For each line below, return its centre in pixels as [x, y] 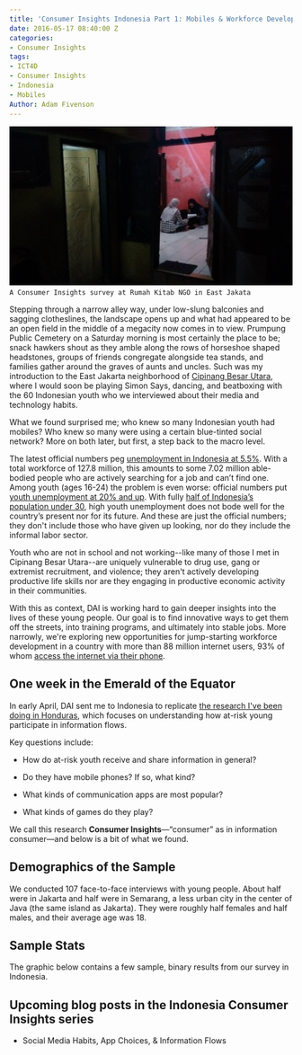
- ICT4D [24, 66]
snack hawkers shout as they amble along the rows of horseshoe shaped [145, 347]
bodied [22, 478]
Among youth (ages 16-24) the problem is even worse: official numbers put [148, 487]
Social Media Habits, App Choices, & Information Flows [124, 1041]
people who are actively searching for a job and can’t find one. [153, 478]
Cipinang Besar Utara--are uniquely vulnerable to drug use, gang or [135, 562]
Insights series [52, 1019]
